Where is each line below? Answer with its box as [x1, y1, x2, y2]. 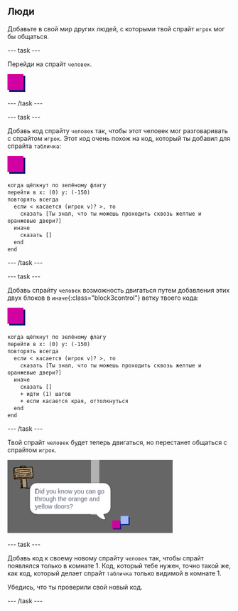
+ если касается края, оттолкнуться [20, 397, 129, 404]
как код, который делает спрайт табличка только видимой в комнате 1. [7, 569, 222, 578]
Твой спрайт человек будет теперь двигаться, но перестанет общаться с [7, 438, 227, 446]
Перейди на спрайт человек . [7, 60, 92, 68]
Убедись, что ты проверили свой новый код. [7, 583, 144, 591]
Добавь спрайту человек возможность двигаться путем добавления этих [7, 286, 230, 294]
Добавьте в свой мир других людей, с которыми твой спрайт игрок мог [7, 24, 225, 33]
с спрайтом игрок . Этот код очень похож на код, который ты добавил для [7, 134, 231, 142]
